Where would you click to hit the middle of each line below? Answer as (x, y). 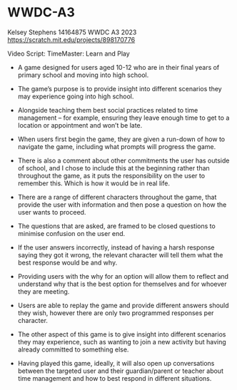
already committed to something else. (73, 349)
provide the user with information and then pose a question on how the (122, 205)
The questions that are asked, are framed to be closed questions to (116, 226)
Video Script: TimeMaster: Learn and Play (69, 53)
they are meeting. (44, 291)
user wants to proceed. (52, 212)
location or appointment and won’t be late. (80, 125)
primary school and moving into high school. (83, 75)
